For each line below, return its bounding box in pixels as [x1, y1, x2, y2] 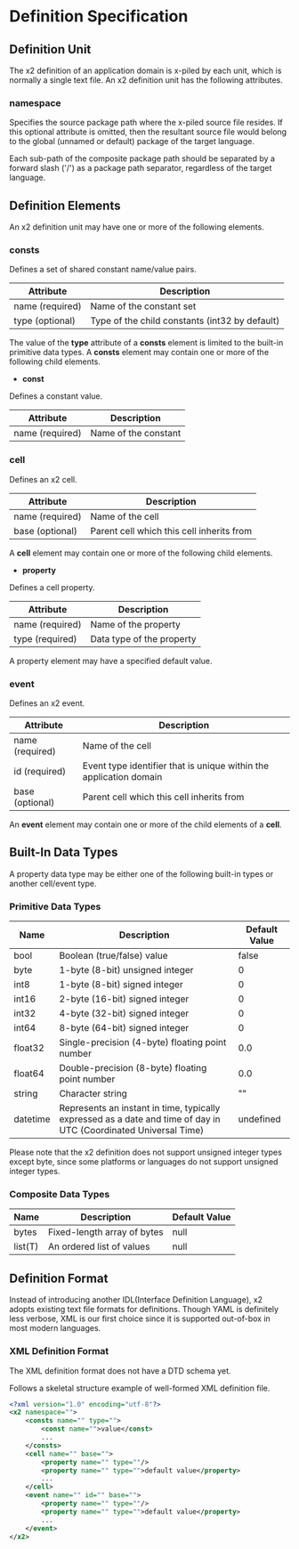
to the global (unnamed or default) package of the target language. [9, 136, 255, 147]
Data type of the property [90, 632, 197, 645]
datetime [13, 1113, 51, 1125]
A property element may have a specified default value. [9, 655, 213, 666]
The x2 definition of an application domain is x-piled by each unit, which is [9, 65, 282, 76]
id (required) [13, 766, 67, 777]
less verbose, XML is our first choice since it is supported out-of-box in [9, 1313, 271, 1324]
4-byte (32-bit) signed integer [59, 1008, 190, 1020]
